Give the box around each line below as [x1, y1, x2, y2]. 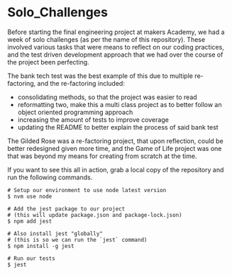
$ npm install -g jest [7, 242, 74, 249]
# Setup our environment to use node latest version [7, 186, 167, 193]
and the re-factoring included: [37, 79, 126, 87]
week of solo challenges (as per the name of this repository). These [7, 35, 206, 43]
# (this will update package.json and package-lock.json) [7, 211, 182, 218]
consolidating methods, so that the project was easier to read [17, 93, 197, 101]
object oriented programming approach [17, 108, 133, 116]
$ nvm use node [7, 193, 53, 200]
